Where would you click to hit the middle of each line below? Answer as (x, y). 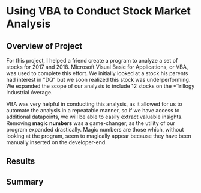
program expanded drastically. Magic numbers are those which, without (95, 130)
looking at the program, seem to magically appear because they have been (99, 136)
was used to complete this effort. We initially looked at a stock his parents (97, 73)
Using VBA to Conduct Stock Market (98, 11)
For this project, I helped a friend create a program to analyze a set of (92, 60)
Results (21, 161)
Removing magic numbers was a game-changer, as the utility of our (91, 123)
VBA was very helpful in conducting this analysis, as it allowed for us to (94, 104)
